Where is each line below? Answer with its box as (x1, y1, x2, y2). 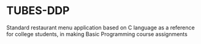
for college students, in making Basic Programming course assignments (6, 30, 188, 37)
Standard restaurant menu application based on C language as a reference (6, 24, 195, 31)
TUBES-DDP (6, 4, 70, 18)
